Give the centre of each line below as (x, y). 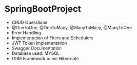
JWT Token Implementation (39, 43)
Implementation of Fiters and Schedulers (52, 38)
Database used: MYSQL (36, 53)
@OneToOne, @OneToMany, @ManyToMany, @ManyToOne (72, 27)
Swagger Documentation (37, 48)
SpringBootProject (43, 9)
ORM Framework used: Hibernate (45, 58)
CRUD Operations (29, 22)
